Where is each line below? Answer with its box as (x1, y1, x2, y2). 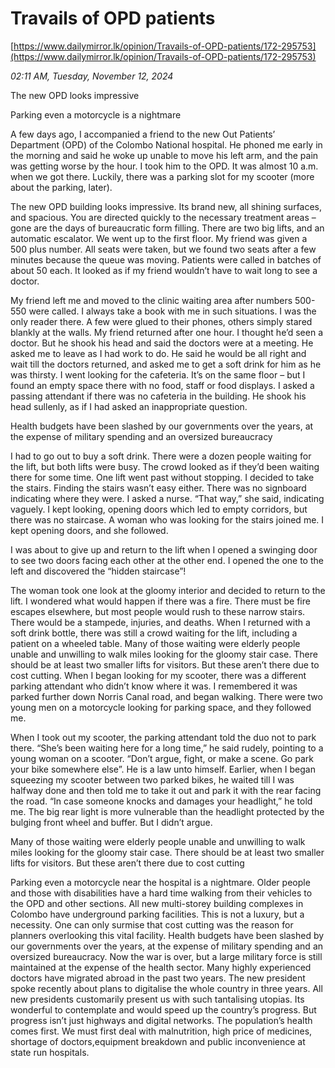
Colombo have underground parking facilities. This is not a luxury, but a (10, 908, 305, 920)
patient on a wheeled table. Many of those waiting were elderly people (10, 637, 301, 649)
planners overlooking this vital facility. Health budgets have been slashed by (10, 929, 325, 941)
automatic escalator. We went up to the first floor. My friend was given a (10, 232, 308, 244)
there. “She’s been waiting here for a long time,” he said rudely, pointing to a (10, 742, 324, 754)
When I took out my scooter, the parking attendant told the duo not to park (10, 731, 317, 743)
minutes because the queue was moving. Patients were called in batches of (10, 253, 322, 266)
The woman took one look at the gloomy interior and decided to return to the (10, 584, 326, 596)
